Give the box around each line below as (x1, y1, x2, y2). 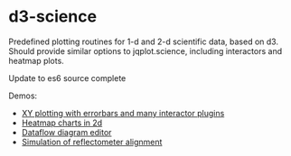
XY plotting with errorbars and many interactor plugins (21, 107, 225, 118)
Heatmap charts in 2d (21, 117, 103, 128)
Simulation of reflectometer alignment (21, 136, 163, 147)
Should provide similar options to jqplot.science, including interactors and (8, 45, 282, 56)
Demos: (8, 90, 38, 101)
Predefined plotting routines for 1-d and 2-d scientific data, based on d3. (8, 36, 279, 47)
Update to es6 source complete (8, 72, 127, 83)
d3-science (8, 6, 97, 27)
